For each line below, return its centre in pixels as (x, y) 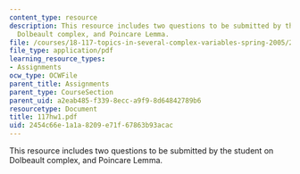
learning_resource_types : (57, 59)
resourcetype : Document (54, 109)
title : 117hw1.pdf (43, 117)
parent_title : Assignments (59, 84)
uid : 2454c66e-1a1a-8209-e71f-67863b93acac (92, 126)
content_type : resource (54, 17)
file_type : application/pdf (62, 51)
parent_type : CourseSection (62, 92)
